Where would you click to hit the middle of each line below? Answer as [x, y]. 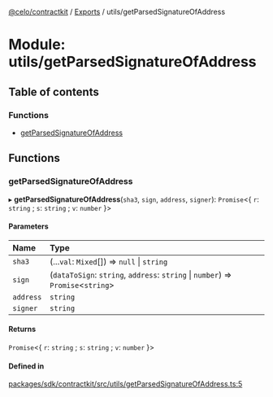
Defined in [26, 366]
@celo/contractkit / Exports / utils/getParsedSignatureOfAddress [117, 12]
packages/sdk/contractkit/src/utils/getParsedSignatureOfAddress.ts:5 [126, 384]
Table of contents [54, 92]
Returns [22, 329]
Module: [37, 45]
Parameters [28, 226]
